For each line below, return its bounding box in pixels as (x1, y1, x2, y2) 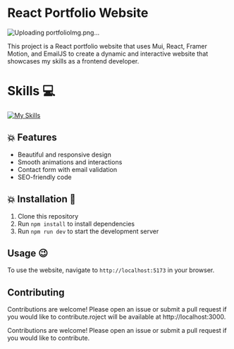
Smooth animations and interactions (17, 157, 123, 166)
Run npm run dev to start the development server (17, 227, 159, 235)
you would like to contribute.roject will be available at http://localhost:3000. (7, 312, 226, 322)
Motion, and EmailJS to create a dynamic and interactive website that (7, 49, 209, 58)
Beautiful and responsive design (17, 150, 111, 159)
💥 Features (7, 132, 58, 144)
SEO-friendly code (17, 173, 72, 181)
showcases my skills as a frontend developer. (7, 56, 140, 65)
